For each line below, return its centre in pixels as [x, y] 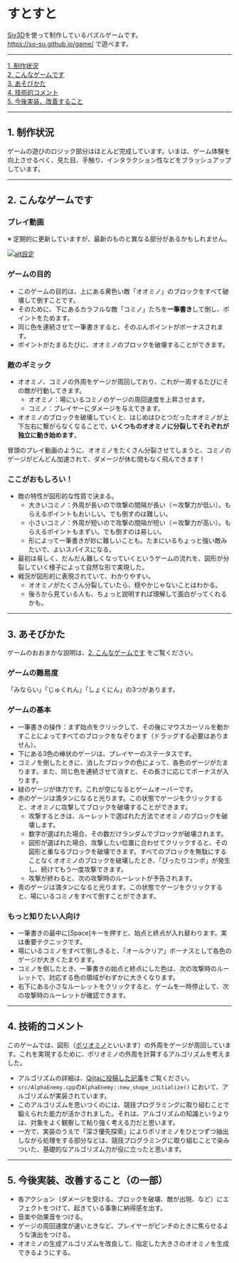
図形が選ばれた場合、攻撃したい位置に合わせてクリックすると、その [128, 842]
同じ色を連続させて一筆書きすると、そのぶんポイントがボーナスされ [117, 327]
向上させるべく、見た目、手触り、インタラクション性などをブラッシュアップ [119, 159]
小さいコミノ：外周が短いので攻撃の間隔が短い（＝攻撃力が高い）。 [127, 523]
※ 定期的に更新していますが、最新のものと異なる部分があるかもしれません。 [119, 239]
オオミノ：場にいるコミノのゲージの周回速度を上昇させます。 [118, 399]
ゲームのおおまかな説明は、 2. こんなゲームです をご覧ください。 [102, 653]
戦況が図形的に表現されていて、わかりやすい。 [86, 576]
